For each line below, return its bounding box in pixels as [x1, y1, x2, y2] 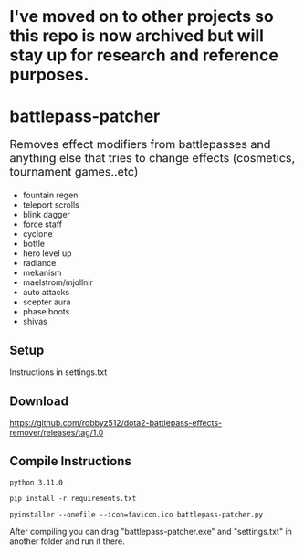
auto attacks [22, 287, 70, 298]
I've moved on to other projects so [9, 6, 274, 27]
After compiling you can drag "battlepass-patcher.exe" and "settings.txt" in [9, 526, 292, 537]
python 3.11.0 [9, 477, 64, 487]
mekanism [22, 267, 62, 279]
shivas [22, 316, 47, 327]
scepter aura [22, 296, 71, 307]
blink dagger [22, 209, 71, 220]
